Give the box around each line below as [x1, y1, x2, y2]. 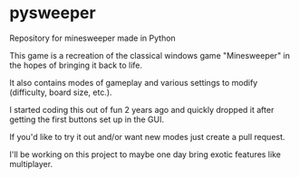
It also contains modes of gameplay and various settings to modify [9, 77, 258, 88]
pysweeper [9, 3, 97, 23]
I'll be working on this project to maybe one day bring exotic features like [9, 148, 281, 160]
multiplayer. [9, 158, 53, 169]
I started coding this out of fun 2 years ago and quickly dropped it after [9, 104, 275, 115]
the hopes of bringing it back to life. [9, 60, 143, 70]
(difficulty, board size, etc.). [9, 87, 112, 98]
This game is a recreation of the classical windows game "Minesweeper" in [9, 50, 291, 61]
